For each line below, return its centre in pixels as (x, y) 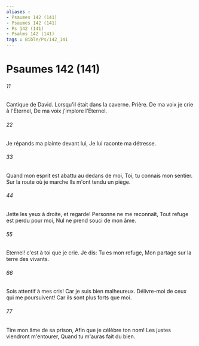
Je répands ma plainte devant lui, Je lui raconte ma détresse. (81, 143)
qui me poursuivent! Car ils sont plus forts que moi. (69, 298)
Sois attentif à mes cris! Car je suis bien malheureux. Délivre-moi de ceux (97, 292)
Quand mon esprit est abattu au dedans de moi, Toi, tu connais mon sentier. (99, 175)
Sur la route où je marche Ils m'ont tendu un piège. (68, 182)
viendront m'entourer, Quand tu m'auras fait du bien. (71, 336)
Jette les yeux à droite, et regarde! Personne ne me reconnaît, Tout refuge (97, 214)
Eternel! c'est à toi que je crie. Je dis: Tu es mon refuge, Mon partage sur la (99, 253)
